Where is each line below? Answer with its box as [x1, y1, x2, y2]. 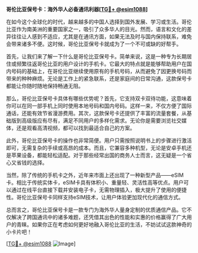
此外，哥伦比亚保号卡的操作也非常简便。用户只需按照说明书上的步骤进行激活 [6, 137, 192, 144]
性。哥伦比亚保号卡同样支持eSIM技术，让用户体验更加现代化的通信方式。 [6, 194, 184, 201]
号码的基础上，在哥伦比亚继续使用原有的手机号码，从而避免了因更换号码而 [11, 68, 192, 74]
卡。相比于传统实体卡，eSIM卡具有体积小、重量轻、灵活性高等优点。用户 [6, 179, 184, 186]
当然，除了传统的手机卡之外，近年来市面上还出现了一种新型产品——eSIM [6, 172, 184, 179]
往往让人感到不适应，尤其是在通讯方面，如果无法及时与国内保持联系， [11, 33, 181, 40]
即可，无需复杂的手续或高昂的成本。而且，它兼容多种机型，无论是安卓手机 [6, 144, 187, 151]
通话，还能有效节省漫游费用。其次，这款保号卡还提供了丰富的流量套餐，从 [6, 110, 187, 117]
